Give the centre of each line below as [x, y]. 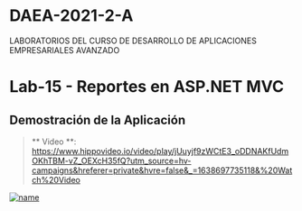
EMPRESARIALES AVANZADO [65, 50]
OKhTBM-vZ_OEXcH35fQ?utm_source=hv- [111, 161]
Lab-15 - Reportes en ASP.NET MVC [147, 87]
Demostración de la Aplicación [98, 119]
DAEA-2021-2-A [71, 16]
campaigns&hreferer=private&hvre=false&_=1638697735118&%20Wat [162, 170]
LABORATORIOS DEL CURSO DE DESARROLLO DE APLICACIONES [133, 41]
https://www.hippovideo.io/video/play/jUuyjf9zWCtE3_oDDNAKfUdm [160, 151]
